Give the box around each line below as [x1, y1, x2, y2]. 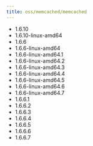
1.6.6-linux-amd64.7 [14, 89, 65, 96]
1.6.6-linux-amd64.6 [14, 82, 65, 90]
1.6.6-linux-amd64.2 [14, 57, 65, 64]
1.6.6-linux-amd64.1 [14, 50, 64, 58]
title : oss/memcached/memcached [6, 8, 87, 15]
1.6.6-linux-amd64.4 [14, 70, 65, 77]
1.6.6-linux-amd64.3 [14, 64, 65, 71]
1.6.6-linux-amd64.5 [14, 76, 65, 84]
